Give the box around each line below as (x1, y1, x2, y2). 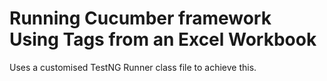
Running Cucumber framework (9, 7, 272, 30)
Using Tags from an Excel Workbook (9, 28, 317, 51)
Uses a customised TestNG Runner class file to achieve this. (9, 61, 257, 73)
